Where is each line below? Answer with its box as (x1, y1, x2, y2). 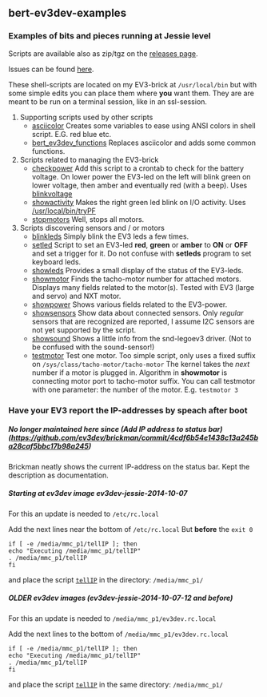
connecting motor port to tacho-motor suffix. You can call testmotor (31, 376, 256, 385)
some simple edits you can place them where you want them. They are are (8, 88, 254, 98)
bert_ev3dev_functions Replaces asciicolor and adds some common (31, 138, 256, 147)
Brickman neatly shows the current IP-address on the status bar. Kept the (8, 461, 250, 471)
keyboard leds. (31, 256, 82, 267)
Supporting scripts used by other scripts (19, 112, 153, 122)
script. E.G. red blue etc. (31, 129, 112, 139)
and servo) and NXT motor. (31, 291, 122, 300)
